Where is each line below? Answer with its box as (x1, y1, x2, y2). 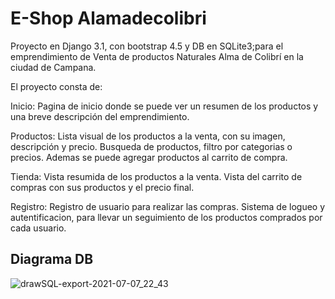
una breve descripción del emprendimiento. (10, 110, 190, 122)
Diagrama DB (10, 251, 94, 268)
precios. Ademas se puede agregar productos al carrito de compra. (10, 151, 288, 163)
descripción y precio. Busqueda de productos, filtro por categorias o (10, 140, 293, 152)
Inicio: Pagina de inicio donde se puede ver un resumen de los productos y (10, 100, 319, 112)
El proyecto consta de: (10, 80, 103, 92)
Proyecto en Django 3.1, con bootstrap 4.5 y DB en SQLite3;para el (10, 40, 284, 52)
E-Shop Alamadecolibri (10, 7, 207, 30)
